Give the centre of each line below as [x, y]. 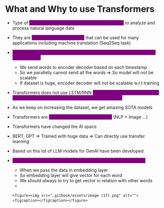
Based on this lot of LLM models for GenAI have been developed [78, 151]
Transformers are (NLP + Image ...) [80, 117]
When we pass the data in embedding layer [64, 170]
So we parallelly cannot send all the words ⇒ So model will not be [87, 72]
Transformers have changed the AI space [55, 126]
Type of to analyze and [83, 23]
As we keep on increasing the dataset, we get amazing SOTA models [82, 107]
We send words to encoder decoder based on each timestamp [83, 67]
